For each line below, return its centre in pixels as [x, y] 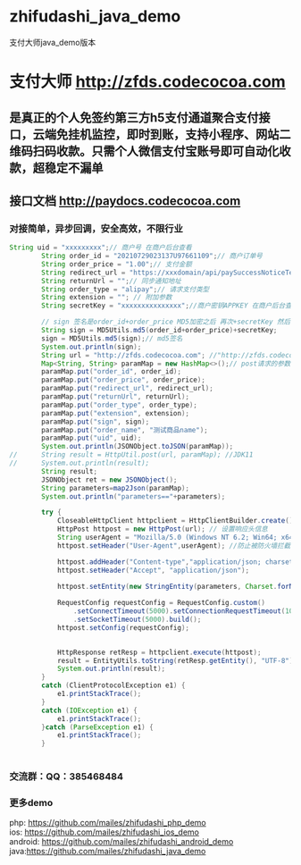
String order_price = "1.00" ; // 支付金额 [117, 264]
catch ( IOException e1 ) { [90, 710]
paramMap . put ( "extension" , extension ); [116, 413]
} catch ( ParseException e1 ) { [97, 727]
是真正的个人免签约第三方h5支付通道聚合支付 [134, 118]
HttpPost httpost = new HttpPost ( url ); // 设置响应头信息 [162, 529]
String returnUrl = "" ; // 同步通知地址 [111, 281]
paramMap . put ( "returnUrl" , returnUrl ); [116, 397]
